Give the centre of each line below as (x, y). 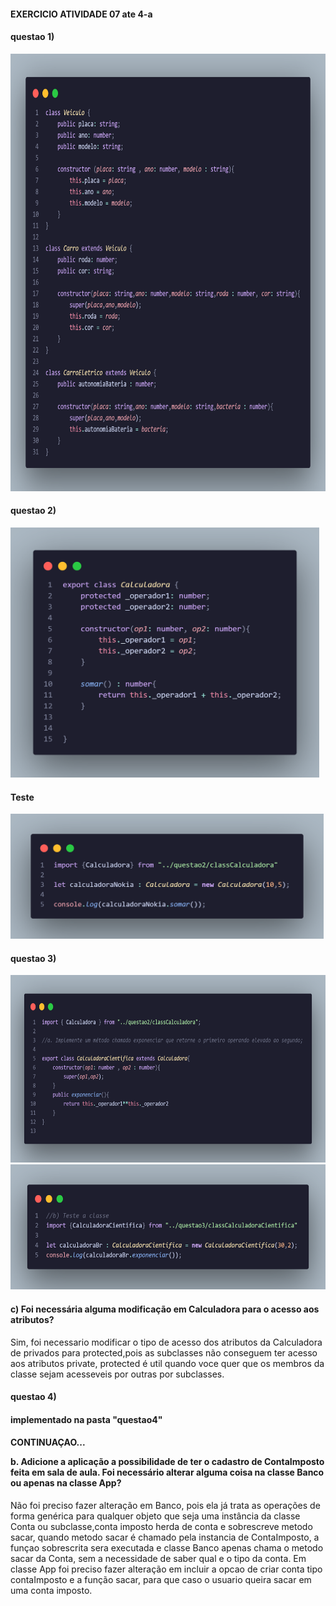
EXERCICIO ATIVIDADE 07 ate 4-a (81, 14)
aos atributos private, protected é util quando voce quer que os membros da (167, 1363)
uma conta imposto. (51, 1590)
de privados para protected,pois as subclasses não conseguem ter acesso (164, 1352)
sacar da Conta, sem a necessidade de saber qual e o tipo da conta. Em (158, 1558)
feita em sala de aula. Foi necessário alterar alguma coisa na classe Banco (167, 1472)
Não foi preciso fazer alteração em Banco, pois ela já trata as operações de (165, 1505)
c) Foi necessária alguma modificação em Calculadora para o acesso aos (165, 1309)
